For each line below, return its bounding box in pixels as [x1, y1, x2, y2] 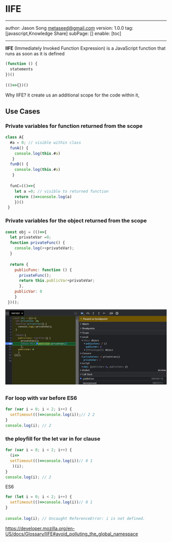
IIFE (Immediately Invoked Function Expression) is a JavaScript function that [5, 45, 166, 51]
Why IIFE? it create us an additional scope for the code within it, [5, 92, 140, 98]
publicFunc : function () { [14, 267, 72, 273]
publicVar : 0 [14, 289, 42, 294]
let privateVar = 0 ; [10, 235, 52, 240]
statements [10, 66, 33, 72]
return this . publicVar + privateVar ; [18, 278, 95, 283]
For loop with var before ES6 [5, 394, 77, 401]
